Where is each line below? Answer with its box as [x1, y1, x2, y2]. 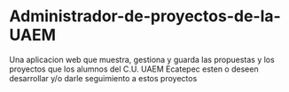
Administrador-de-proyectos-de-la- [9, 6, 281, 27]
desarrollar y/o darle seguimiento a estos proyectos [9, 73, 198, 83]
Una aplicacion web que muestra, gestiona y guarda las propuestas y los [9, 54, 275, 65]
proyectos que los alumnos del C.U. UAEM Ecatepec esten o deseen [9, 64, 259, 74]
